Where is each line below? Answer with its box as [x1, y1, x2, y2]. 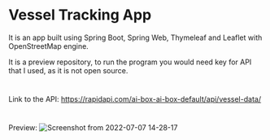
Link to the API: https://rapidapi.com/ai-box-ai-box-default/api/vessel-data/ [8, 94, 262, 104]
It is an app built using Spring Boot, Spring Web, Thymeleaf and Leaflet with [8, 33, 263, 42]
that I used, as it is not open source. [8, 65, 128, 75]
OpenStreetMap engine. [8, 41, 89, 50]
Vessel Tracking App [8, 6, 152, 24]
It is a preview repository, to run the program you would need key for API [8, 57, 252, 67]
